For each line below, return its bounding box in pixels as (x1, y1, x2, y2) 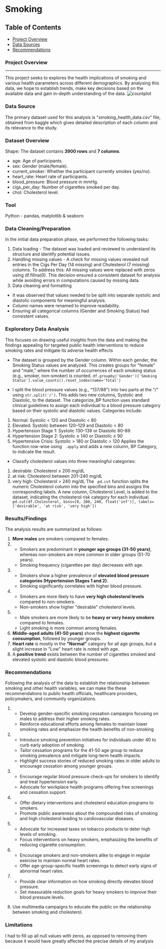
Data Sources (12, 41, 41, 47)
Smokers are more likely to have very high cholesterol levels (19, 594, 144, 600)
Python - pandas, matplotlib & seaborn (5, 213, 84, 219)
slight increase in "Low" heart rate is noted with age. (12, 646, 120, 652)
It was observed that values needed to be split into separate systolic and (12, 292, 160, 298)
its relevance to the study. (5, 124, 58, 130)
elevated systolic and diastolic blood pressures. (12, 657, 110, 662)
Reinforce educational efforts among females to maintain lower (19, 721, 148, 727)
